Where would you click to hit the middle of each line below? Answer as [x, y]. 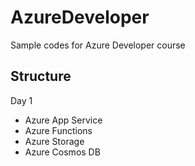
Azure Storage [54, 141]
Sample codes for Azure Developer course [98, 45]
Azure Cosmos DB [62, 152]
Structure [41, 76]
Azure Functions [58, 130]
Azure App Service [63, 120]
